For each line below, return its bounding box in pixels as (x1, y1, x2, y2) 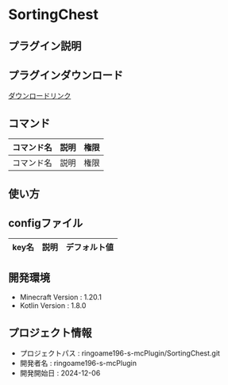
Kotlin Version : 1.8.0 (19, 301, 87, 310)
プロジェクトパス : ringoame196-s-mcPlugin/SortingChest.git (19, 348, 221, 358)
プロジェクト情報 (8, 325, 92, 339)
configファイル (8, 216, 83, 229)
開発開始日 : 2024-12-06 (19, 368, 101, 378)
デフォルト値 (65, 242, 114, 253)
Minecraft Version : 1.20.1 (19, 292, 102, 302)
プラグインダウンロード (8, 68, 123, 82)
